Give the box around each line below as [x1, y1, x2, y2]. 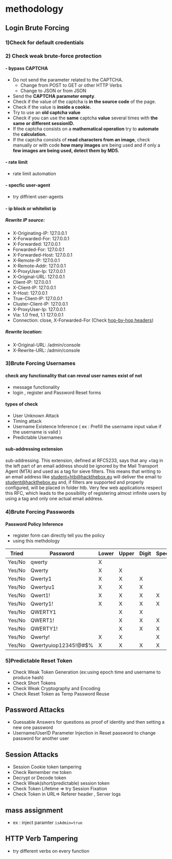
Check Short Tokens [12, 680, 56, 686]
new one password [12, 724, 53, 730]
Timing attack [12, 418, 42, 424]
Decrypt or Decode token [12, 774, 67, 781]
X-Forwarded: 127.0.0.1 [12, 241, 60, 247]
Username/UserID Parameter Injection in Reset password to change [12, 730, 156, 736]
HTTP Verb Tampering [5, 834, 78, 843]
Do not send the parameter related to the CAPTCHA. [12, 76, 123, 82]
